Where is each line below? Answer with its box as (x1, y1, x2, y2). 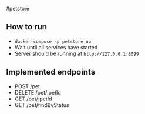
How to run (6, 22, 48, 32)
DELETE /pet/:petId (14, 89, 62, 96)
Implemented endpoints (6, 67, 96, 77)
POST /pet (14, 82, 40, 90)
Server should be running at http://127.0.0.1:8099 (14, 50, 139, 57)
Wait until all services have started (14, 43, 98, 51)
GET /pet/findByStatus (14, 101, 69, 108)
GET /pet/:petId (14, 95, 52, 102)
